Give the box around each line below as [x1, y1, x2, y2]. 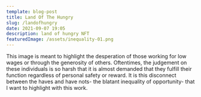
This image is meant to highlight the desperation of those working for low [6, 53, 187, 60]
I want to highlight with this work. [6, 85, 88, 91]
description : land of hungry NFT [6, 31, 90, 37]
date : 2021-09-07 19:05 [6, 25, 66, 32]
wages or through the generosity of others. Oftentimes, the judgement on [6, 59, 187, 66]
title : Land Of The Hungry [6, 14, 74, 20]
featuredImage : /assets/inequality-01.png [6, 36, 114, 42]
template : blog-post [6, 8, 58, 15]
